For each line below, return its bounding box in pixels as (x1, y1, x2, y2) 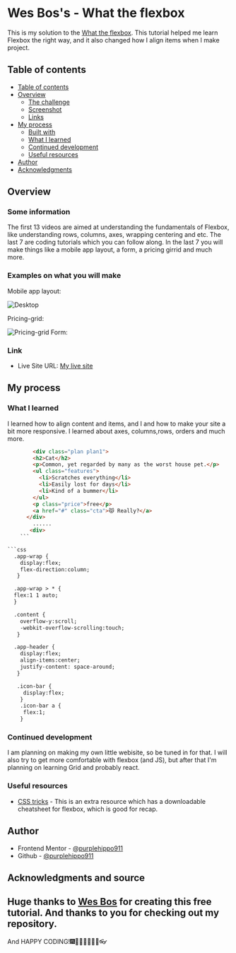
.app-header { (13, 643, 55, 651)
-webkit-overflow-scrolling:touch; (20, 624, 125, 631)
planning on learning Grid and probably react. (7, 764, 140, 772)
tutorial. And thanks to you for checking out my (7, 907, 220, 919)
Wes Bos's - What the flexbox (7, 5, 185, 21)
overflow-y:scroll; (20, 617, 78, 625)
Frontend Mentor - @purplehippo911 (17, 843, 124, 853)
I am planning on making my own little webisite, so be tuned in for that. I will (7, 748, 228, 757)
